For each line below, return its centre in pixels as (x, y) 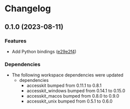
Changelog (28, 9)
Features (16, 41)
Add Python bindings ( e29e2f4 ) (44, 51)
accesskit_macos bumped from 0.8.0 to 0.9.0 (73, 96)
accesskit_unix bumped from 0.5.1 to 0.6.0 (69, 101)
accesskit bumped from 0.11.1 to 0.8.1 (64, 86)
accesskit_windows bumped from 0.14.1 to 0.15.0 (76, 91)
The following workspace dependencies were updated (67, 75)
